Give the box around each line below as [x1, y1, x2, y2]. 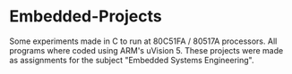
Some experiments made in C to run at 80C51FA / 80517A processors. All [9, 36, 278, 46]
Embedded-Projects [9, 6, 163, 27]
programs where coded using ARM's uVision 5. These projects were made [9, 45, 284, 55]
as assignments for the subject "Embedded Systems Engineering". [9, 54, 254, 65]
